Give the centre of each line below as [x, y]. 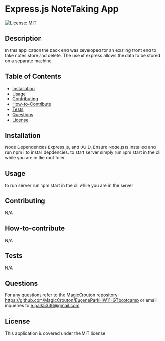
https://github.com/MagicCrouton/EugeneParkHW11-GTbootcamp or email [81, 300]
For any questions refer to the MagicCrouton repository [61, 295]
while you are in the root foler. [35, 158]
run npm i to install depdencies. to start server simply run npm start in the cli [83, 152]
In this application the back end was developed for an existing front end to [81, 50]
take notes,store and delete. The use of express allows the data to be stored [83, 55]
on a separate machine [28, 61]
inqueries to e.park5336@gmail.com [42, 306]
